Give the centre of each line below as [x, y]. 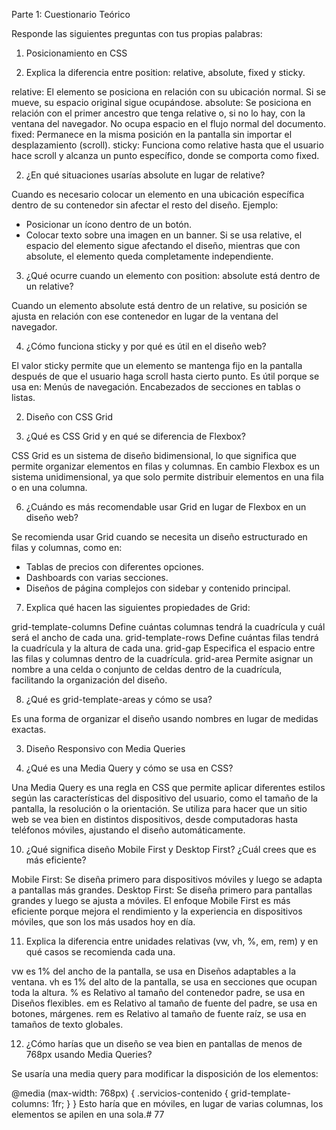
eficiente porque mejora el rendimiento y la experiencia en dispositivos [157, 911]
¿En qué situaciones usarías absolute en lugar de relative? [145, 175]
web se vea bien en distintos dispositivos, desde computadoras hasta [155, 819]
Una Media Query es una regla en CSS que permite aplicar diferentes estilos [168, 787]
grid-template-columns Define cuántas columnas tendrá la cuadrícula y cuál [168, 627]
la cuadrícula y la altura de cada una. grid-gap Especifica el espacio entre [163, 648]
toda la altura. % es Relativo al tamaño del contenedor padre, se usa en [158, 992]
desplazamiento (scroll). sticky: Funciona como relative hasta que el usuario [167, 145]
